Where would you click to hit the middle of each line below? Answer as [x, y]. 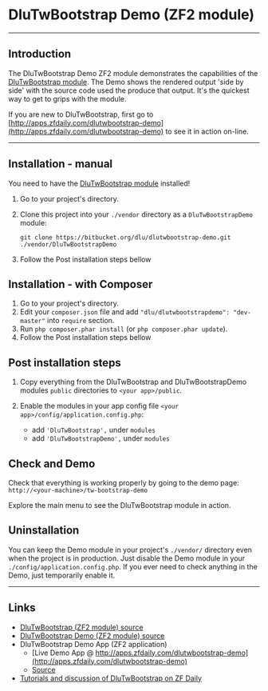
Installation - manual [61, 164]
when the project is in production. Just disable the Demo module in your [127, 558]
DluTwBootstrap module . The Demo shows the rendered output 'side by [126, 82]
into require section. [81, 321]
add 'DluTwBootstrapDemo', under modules [100, 438]
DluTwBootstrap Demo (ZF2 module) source [92, 635]
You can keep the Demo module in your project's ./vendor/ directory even [130, 549]
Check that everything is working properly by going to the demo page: [124, 483]
